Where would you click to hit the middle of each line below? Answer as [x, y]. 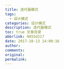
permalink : [16, 59]
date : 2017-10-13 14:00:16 [32, 41]
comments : [15, 50]
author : [13, 46]
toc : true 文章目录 [23, 32]
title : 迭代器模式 [22, 9]
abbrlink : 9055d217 [25, 37]
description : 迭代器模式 [28, 28]
